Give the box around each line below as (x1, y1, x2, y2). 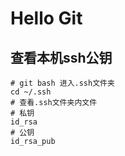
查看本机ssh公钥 (10, 49, 113, 66)
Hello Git (10, 7, 83, 30)
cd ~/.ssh (10, 87, 52, 97)
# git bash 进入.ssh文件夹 (10, 78, 115, 88)
